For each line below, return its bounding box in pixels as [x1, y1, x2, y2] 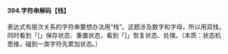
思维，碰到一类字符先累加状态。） [7, 40, 102, 48]
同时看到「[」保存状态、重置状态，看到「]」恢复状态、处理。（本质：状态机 [7, 31, 222, 40]
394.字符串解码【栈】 [7, 6, 70, 14]
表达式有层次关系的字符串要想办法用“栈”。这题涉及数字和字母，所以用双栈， [7, 23, 225, 31]
